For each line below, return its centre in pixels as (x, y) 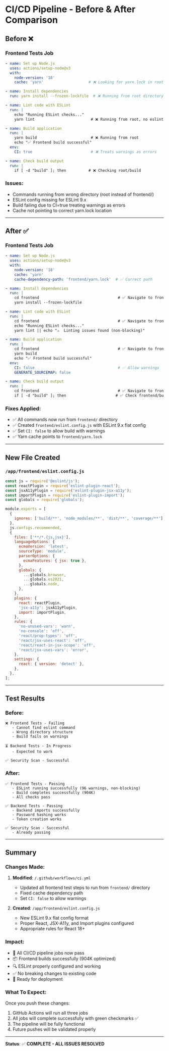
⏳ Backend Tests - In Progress (38, 746)
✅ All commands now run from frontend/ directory (65, 420)
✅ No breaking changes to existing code (54, 973)
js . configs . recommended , (36, 528)
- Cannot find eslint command (44, 728)
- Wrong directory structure (42, 732)
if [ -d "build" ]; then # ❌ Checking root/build (78, 170)
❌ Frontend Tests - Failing (35, 723)
